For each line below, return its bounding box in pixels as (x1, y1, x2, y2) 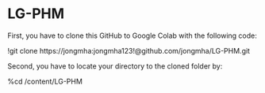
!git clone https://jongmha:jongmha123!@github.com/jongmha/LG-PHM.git (7, 46, 251, 55)
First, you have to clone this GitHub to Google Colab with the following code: (7, 31, 257, 40)
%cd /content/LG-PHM (7, 76, 83, 86)
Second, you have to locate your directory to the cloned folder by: (7, 61, 223, 71)
